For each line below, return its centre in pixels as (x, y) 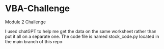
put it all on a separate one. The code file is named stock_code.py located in (82, 36)
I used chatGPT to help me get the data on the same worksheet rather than (81, 31)
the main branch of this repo (34, 41)
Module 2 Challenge (26, 22)
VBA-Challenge (38, 8)
